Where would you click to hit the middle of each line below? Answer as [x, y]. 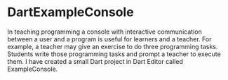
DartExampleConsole [71, 12]
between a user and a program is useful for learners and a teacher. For [109, 39]
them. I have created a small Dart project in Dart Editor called [95, 61]
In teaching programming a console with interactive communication [105, 32]
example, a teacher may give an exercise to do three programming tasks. [113, 46]
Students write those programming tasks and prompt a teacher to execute [114, 54]
